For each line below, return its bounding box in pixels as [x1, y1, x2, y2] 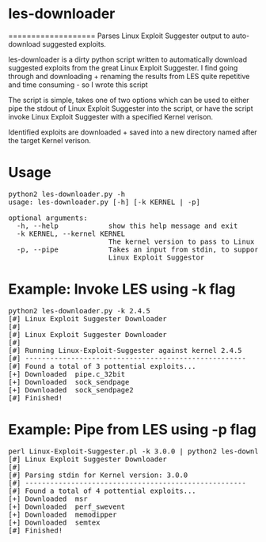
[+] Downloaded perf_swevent [8, 502, 126, 511]
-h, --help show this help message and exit [16, 221, 238, 230]
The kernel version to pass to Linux [108, 237, 255, 246]
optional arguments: [8, 213, 89, 222]
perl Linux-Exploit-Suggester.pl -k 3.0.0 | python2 [8, 446, 218, 456]
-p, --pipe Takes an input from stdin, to [16, 244, 230, 254]
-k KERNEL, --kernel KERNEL [16, 229, 126, 238]
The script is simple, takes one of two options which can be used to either [8, 95, 249, 104]
